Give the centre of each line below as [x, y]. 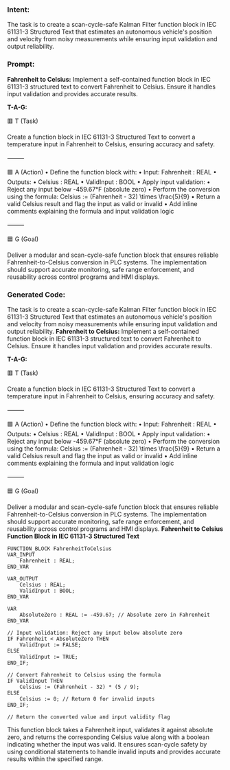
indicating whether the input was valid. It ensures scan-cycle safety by [107, 744]
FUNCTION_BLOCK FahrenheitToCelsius [59, 548]
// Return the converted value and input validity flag [89, 717]
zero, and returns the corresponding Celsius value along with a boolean [108, 737]
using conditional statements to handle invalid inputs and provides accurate [114, 751]
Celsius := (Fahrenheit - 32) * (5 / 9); [79, 687]
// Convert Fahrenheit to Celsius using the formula [84, 675]
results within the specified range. [55, 759]
